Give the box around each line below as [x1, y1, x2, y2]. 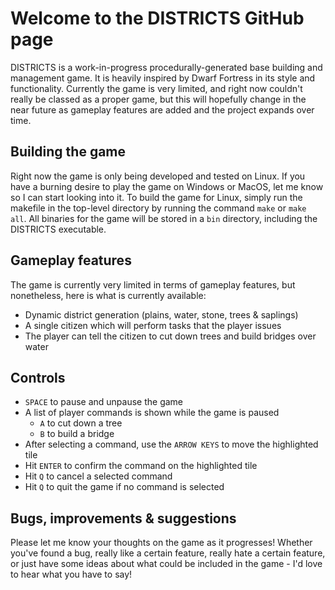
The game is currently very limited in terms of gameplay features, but [10, 278, 296, 291]
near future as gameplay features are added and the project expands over [10, 103, 315, 116]
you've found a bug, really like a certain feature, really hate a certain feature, [10, 547, 326, 559]
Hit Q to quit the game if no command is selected [24, 481, 225, 493]
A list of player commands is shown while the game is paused [24, 407, 280, 419]
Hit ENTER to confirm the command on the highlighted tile [24, 460, 258, 472]
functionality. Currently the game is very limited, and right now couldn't [10, 82, 303, 94]
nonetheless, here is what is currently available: [10, 289, 207, 301]
